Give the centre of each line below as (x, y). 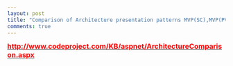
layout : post (26, 13)
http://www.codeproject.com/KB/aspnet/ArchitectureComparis (115, 47)
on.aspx (21, 55)
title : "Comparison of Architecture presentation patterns (94, 20)
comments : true (29, 26)
